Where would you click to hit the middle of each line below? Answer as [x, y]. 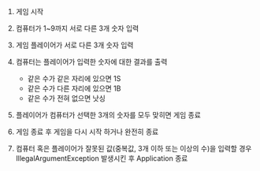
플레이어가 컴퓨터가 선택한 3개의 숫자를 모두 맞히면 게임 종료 [108, 115]
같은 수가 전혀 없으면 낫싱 [67, 98]
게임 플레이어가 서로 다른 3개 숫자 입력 [74, 45]
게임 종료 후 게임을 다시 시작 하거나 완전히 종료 [87, 132]
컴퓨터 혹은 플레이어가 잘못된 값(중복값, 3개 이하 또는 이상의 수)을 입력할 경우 [134, 149]
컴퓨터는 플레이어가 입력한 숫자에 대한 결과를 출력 [91, 62]
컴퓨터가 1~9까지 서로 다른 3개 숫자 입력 [77, 28]
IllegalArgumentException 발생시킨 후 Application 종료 [102, 158]
